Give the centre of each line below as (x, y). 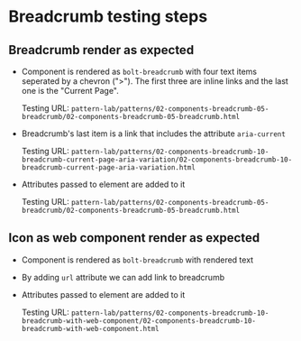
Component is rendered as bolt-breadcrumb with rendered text (137, 260)
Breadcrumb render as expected (101, 50)
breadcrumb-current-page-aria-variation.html (108, 168)
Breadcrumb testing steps (108, 17)
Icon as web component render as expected (134, 238)
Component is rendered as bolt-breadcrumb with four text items (139, 71)
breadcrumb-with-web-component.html (90, 328)
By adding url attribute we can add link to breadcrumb (123, 277)
